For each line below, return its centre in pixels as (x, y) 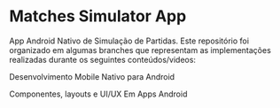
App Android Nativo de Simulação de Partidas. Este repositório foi (129, 41)
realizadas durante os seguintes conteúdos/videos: (103, 59)
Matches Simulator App (98, 16)
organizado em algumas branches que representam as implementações (140, 50)
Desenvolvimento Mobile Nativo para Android (92, 76)
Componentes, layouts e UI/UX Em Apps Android (98, 94)
